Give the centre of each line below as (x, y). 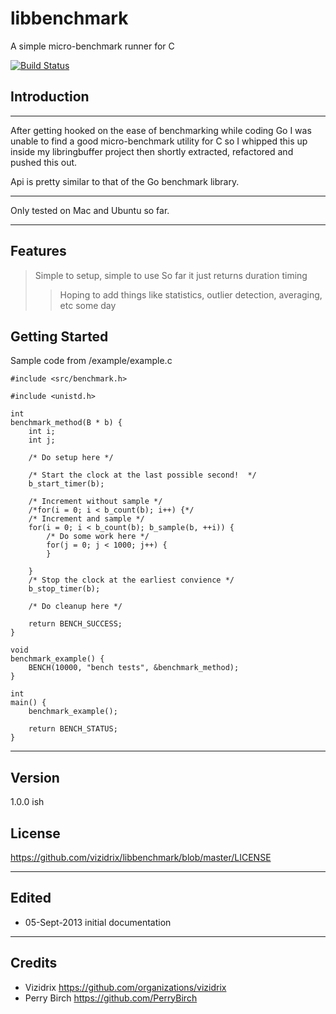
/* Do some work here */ (98, 537)
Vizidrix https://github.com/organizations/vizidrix (125, 987)
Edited (31, 898)
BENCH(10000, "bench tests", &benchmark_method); (134, 668)
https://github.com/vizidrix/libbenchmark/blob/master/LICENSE (141, 857)
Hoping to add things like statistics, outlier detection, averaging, (191, 294)
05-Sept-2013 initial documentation (98, 922)
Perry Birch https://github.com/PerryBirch (111, 998)
